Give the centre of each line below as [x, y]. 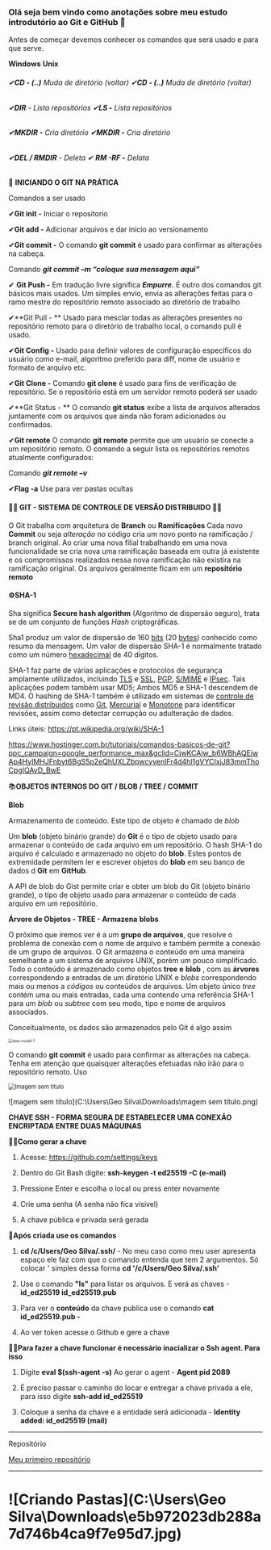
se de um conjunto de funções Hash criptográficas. [94, 622]
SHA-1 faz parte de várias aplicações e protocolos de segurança [116, 670]
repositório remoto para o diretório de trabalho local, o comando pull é [125, 326]
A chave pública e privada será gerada [84, 1219]
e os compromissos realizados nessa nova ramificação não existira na [125, 559]
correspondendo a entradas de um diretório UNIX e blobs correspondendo [132, 977]
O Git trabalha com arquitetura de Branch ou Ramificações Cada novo [126, 525]
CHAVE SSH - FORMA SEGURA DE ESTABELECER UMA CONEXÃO [120, 1117]
